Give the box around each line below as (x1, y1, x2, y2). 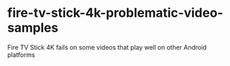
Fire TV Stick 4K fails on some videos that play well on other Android (7, 43, 207, 51)
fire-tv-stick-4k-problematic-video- (7, 5, 224, 21)
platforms (7, 51, 35, 59)
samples (7, 20, 59, 36)
